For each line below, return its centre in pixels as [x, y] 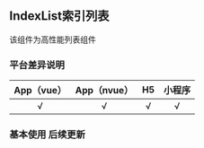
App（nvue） [104, 91]
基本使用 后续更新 [47, 135]
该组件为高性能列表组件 [53, 39]
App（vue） [40, 91]
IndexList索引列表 [59, 16]
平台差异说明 [37, 65]
